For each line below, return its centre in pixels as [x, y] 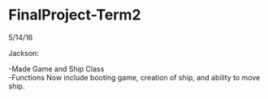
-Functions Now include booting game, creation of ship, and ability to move [134, 77]
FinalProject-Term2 [75, 15]
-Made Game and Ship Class [56, 69]
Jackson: [24, 53]
